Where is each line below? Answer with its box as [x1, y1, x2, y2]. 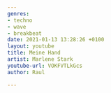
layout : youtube [7, 43, 54, 50]
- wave [7, 23, 27, 30]
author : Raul [7, 69, 45, 76]
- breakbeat [7, 29, 42, 37]
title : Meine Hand [7, 50, 61, 57]
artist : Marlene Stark [7, 56, 73, 63]
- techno [7, 17, 33, 24]
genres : [7, 10, 30, 17]
